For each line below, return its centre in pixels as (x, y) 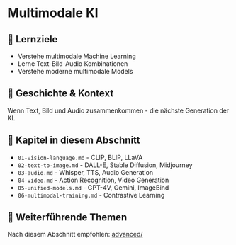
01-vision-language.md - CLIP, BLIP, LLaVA (80, 157)
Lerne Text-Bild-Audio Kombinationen (73, 64)
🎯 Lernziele (33, 39)
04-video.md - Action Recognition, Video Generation (93, 180)
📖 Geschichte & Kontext (61, 93)
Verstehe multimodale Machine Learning (77, 56)
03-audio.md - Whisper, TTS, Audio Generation (85, 172)
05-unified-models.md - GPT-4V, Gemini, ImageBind (93, 187)
